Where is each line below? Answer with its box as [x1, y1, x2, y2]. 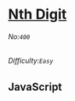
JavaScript [8, 81, 62, 93]
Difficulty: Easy [8, 56, 54, 66]
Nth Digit [8, 5, 67, 23]
